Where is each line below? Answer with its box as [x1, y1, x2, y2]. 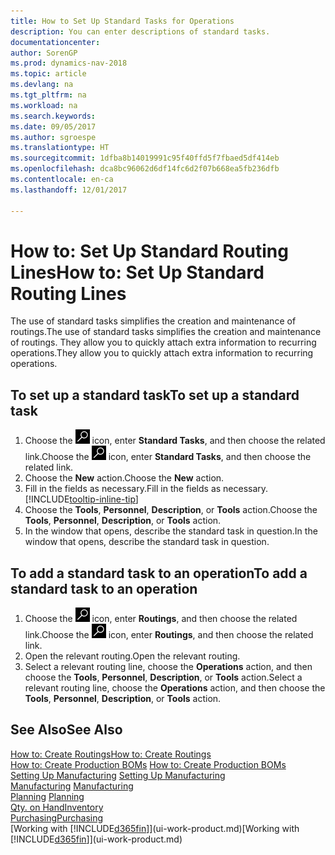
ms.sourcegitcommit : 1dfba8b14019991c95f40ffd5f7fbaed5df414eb [10, 153, 280, 164]
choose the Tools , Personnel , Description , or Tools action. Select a [24, 671, 303, 684]
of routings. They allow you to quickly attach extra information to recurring [10, 336, 317, 349]
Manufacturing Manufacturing [10, 780, 134, 792]
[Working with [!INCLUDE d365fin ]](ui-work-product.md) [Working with [10, 822, 300, 834]
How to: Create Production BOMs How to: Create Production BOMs [10, 758, 287, 770]
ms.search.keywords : [10, 111, 97, 121]
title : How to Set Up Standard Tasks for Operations [10, 16, 235, 26]
